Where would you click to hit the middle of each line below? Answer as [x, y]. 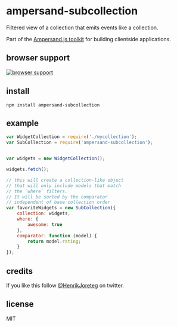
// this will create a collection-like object [65, 180]
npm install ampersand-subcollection [53, 105]
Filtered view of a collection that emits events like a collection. [82, 27]
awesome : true [45, 224]
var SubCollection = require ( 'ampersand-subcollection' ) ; [80, 143]
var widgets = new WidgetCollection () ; [56, 159]
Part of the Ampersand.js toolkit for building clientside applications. [88, 39]
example [23, 123]
